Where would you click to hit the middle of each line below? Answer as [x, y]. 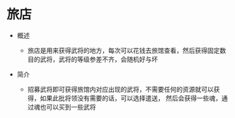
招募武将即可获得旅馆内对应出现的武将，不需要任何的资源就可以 [120, 89]
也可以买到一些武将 [68, 107]
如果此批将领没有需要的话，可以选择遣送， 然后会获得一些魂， [131, 98]
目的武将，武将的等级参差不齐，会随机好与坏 [93, 59]
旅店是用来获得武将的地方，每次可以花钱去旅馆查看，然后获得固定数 [127, 50]
